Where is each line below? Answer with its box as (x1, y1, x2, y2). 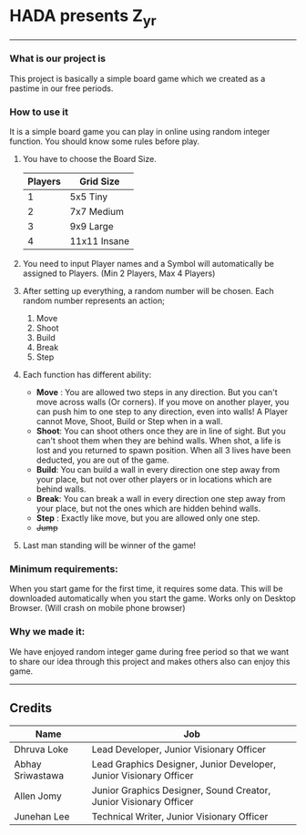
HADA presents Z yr (9, 5, 157, 29)
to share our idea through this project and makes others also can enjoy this (9, 656, 291, 667)
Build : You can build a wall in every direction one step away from (36, 464, 280, 475)
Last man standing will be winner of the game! (22, 540, 197, 551)
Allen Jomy (14, 789, 62, 802)
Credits (9, 700, 53, 716)
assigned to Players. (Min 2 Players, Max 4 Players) (22, 268, 216, 279)
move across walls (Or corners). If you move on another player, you (36, 397, 290, 408)
